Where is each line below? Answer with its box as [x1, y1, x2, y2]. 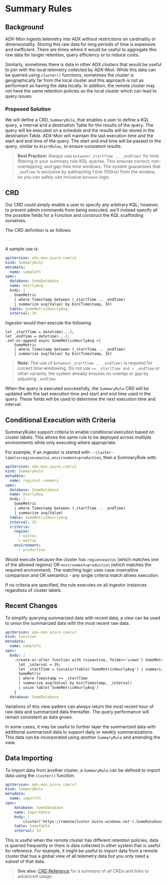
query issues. [5, 93, 33, 99]
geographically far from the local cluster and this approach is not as [5, 78, 144, 83]
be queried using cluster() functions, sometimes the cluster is [5, 72, 134, 78]
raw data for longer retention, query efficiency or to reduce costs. [5, 52, 140, 58]
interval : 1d [14, 828, 41, 833]
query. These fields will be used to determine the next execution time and [5, 396, 156, 402]
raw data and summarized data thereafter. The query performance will [5, 708, 149, 714]
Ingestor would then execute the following [5, 320, 91, 326]
